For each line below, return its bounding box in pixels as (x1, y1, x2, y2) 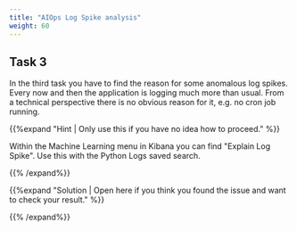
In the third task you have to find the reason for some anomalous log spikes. (9, 78, 288, 89)
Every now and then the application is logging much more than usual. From (9, 87, 285, 98)
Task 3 (9, 54, 47, 70)
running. (9, 106, 40, 117)
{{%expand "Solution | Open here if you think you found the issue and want (9, 185, 287, 196)
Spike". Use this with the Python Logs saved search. (9, 151, 201, 161)
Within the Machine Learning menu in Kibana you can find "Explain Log (9, 141, 271, 152)
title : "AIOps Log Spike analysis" (9, 12, 142, 22)
